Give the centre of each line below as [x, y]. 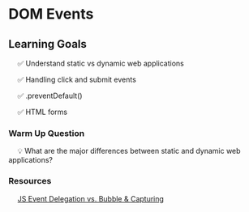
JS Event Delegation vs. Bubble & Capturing [91, 198]
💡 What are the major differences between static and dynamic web [129, 151]
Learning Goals [48, 44]
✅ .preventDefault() [50, 95]
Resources [30, 181]
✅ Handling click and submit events [77, 79]
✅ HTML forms [42, 112]
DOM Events [51, 14]
